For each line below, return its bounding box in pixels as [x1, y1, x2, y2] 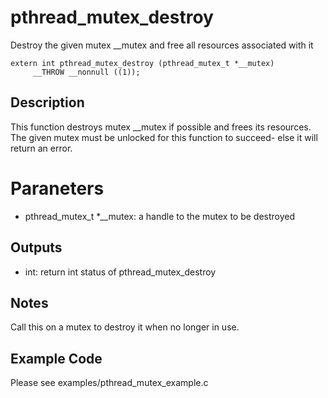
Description [10, 94, 85, 111]
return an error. [10, 142, 73, 154]
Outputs [10, 239, 63, 256]
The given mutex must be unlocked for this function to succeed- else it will [10, 131, 318, 143]
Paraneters [10, 177, 105, 200]
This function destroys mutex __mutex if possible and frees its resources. [10, 121, 312, 133]
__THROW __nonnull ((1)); [32, 67, 141, 77]
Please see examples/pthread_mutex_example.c [10, 377, 209, 389]
